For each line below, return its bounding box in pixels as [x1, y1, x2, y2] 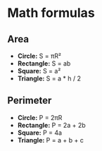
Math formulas [7, 5, 95, 21]
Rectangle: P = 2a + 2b [17, 121, 86, 129]
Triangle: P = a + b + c [17, 135, 84, 144]
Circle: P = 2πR [17, 113, 63, 121]
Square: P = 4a [17, 128, 62, 137]
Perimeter [7, 95, 52, 107]
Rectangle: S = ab [17, 59, 71, 68]
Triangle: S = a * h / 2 [17, 74, 81, 83]
